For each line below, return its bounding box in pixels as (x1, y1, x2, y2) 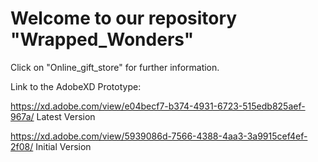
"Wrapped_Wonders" (10, 28, 195, 51)
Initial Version (35, 140, 92, 152)
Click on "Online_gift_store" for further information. (10, 61, 220, 73)
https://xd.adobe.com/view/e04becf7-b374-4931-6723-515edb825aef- (10, 100, 306, 112)
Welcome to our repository (10, 7, 238, 30)
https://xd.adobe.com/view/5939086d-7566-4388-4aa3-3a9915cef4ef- (10, 130, 308, 142)
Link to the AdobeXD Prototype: (10, 80, 142, 92)
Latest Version (36, 110, 96, 122)
